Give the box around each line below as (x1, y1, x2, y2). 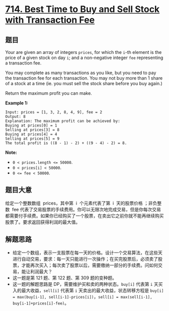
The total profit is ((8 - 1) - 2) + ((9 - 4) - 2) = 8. (5, 141, 127, 146)
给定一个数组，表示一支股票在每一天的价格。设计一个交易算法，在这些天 (12, 250, 162, 256)
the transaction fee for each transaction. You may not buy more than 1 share (5, 75, 163, 81)
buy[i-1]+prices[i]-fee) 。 (12, 300, 69, 306)
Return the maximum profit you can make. (5, 90, 92, 96)
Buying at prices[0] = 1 (5, 123, 57, 128)
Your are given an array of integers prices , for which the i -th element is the (5, 49, 162, 55)
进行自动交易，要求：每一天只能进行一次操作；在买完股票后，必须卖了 (12, 256, 158, 262)
